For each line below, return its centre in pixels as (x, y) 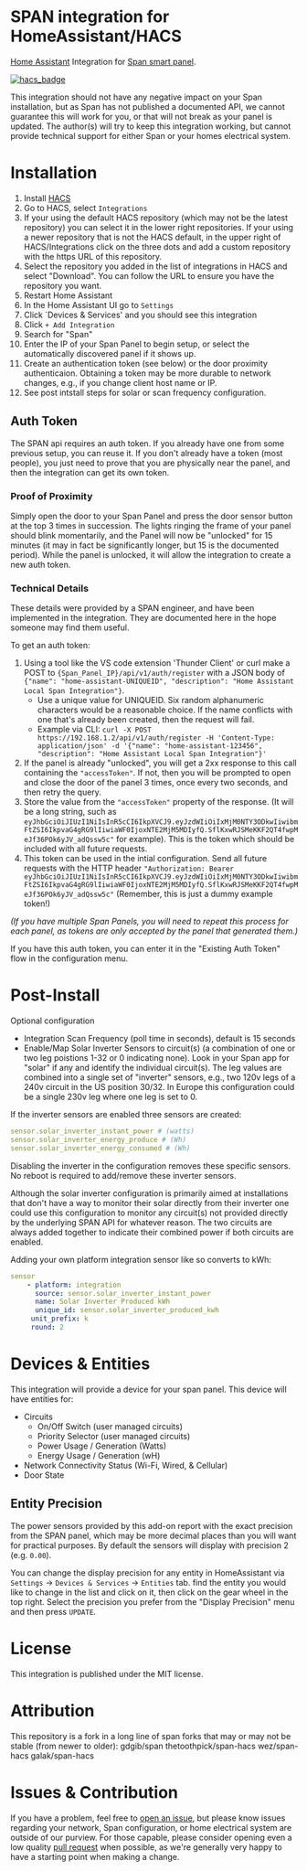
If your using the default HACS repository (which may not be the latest (156, 218)
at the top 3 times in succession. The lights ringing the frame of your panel (151, 525)
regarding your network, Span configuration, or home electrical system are (151, 1827)
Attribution (53, 1711)
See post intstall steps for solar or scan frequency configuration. (145, 392)
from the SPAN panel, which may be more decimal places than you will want (153, 1535)
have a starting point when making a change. (95, 1856)
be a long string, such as (70, 812)
